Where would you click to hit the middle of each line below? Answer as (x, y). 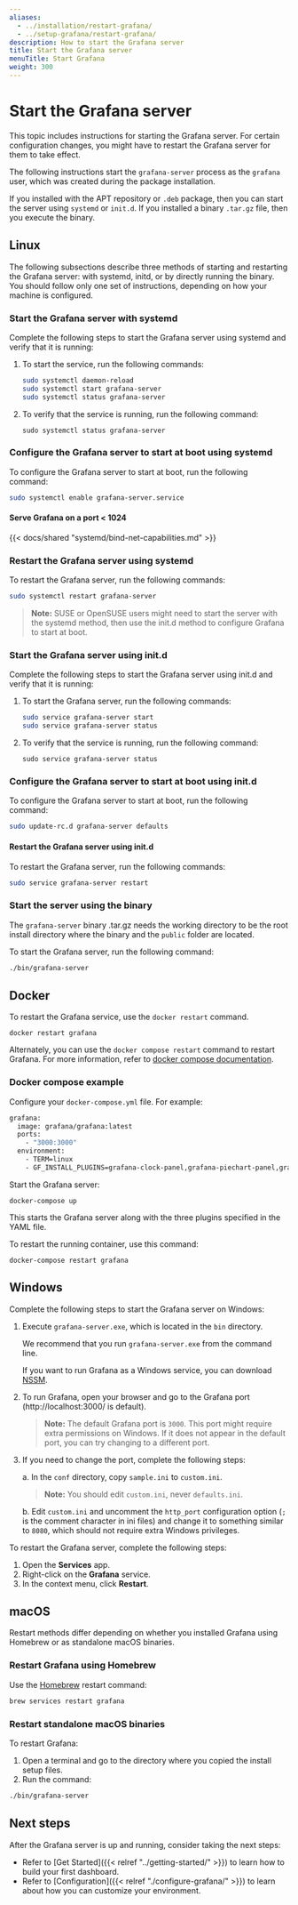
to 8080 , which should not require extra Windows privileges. (131, 1530)
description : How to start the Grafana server (97, 42)
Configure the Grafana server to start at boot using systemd (141, 453)
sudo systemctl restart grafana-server (83, 597)
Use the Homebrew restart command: (78, 1684)
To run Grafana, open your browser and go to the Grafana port (136, 1396)
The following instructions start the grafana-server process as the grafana (145, 172)
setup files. (43, 1770)
